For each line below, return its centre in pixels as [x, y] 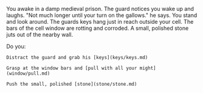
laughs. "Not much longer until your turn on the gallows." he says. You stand [102, 15]
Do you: [16, 46]
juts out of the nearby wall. [40, 35]
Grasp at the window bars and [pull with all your [72, 68]
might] [148, 68]
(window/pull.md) [28, 74]
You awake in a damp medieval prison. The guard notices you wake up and [100, 9]
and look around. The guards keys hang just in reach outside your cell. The [100, 22]
